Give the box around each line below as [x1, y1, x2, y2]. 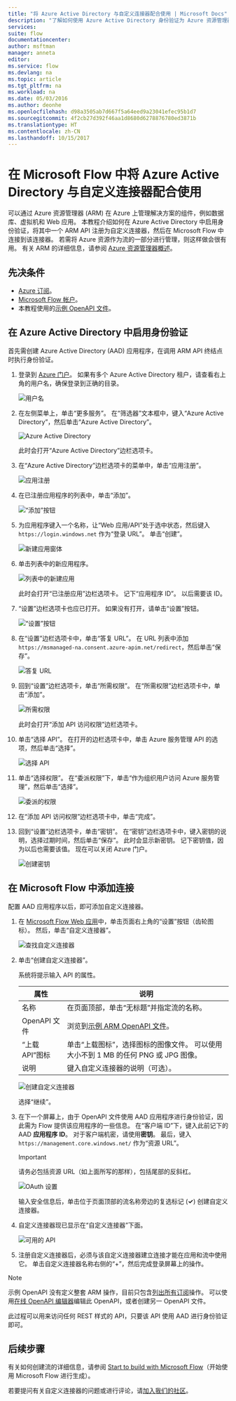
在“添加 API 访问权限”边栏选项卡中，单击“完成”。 [18, 812, 160, 820]
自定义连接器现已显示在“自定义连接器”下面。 [18, 1221, 147, 1229]
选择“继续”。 [18, 1097, 55, 1106]
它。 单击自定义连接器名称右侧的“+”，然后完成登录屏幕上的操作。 [18, 1259, 208, 1268]
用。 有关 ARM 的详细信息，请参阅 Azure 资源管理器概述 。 [8, 244, 176, 253]
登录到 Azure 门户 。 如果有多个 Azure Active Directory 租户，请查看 [18, 370, 214, 379]
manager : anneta [8, 50, 55, 57]
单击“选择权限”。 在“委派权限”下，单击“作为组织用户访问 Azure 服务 [18, 773, 214, 782]
